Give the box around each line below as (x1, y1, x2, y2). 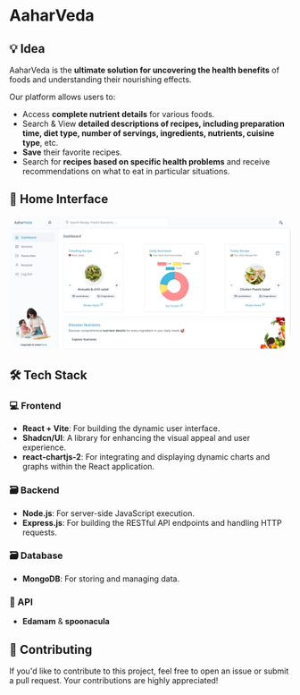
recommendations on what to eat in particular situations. (21, 166, 230, 176)
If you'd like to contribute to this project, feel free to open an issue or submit (9, 665, 289, 676)
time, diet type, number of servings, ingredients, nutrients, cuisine (21, 128, 275, 139)
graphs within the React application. (21, 462, 154, 472)
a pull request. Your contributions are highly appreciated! (9, 674, 219, 685)
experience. (21, 442, 67, 453)
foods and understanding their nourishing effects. (9, 74, 192, 85)
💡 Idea (9, 41, 46, 56)
